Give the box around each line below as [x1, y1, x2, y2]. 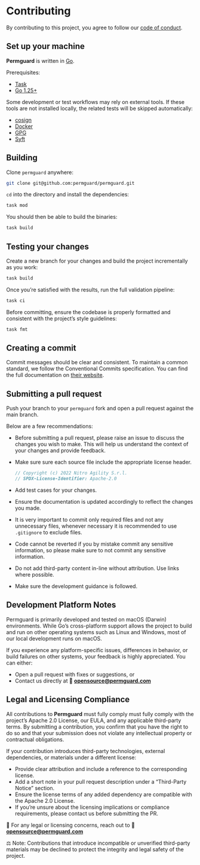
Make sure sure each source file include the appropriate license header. [14, 459, 192, 466]
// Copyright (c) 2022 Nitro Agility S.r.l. [14, 470, 128, 476]
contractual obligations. [6, 736, 64, 743]
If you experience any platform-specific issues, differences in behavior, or [6, 646, 188, 653]
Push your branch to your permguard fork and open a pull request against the [6, 405, 194, 412]
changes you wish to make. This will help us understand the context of [14, 441, 189, 448]
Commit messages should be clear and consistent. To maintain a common [6, 359, 188, 366]
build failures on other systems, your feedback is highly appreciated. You [6, 653, 186, 660]
